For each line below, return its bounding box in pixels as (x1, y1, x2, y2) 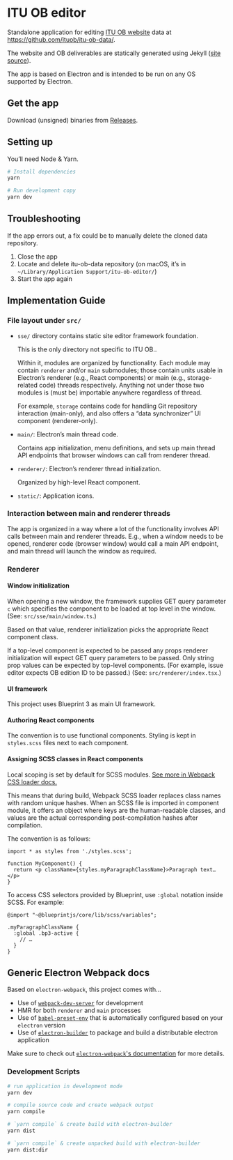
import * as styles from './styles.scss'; (7, 848, 132, 855)
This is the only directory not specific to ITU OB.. (17, 345, 157, 353)
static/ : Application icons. (17, 491, 95, 500)
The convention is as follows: (7, 834, 91, 843)
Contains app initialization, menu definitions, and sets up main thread (17, 443, 216, 452)
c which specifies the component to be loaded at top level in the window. (7, 604, 216, 613)
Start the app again (17, 274, 73, 283)
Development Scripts (7, 1067, 80, 1076)
